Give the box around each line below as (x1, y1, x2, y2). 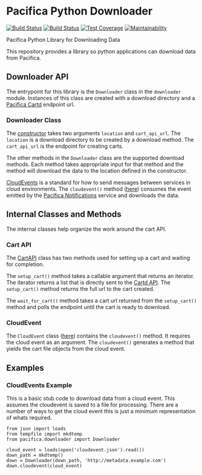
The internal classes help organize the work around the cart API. (6, 225, 167, 233)
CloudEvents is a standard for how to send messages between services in (6, 179, 191, 186)
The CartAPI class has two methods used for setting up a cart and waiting (6, 254, 191, 262)
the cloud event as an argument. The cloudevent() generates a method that (6, 339, 195, 346)
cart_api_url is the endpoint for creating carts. (6, 142, 124, 150)
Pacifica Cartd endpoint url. (6, 101, 75, 108)
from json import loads (6, 426, 67, 432)
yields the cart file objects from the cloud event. (6, 345, 126, 353)
